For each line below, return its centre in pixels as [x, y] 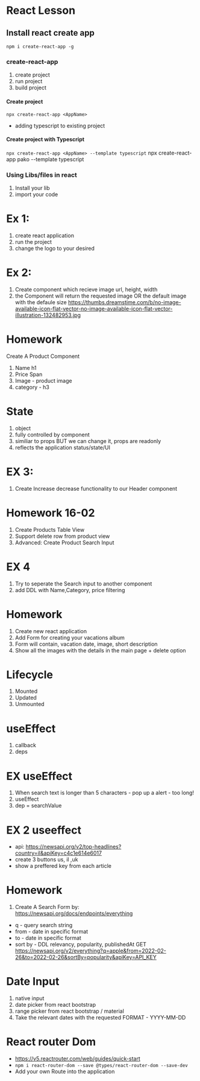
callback [25, 745]
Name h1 [26, 368]
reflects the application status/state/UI [62, 447]
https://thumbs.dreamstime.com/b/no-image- [125, 302]
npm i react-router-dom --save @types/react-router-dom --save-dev [101, 1066]
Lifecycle [30, 674]
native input [30, 998]
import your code [36, 194]
